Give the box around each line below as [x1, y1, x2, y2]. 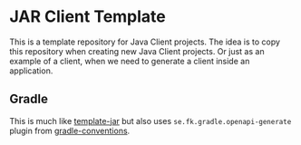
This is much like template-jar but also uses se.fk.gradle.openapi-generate [9, 115, 292, 126]
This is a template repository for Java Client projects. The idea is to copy [9, 36, 281, 47]
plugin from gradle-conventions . [9, 125, 131, 136]
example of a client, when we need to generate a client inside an [9, 55, 250, 66]
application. [9, 65, 53, 76]
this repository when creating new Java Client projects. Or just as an [9, 45, 265, 56]
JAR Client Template [9, 6, 166, 27]
